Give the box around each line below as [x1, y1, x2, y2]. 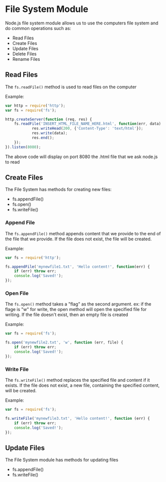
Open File [5, 290, 29, 297]
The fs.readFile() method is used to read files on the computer [5, 84, 137, 90]
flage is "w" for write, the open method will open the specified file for [5, 307, 147, 313]
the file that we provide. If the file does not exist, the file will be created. [5, 236, 152, 242]
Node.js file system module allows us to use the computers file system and [5, 20, 159, 26]
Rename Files [12, 56, 40, 62]
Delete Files [12, 51, 37, 57]
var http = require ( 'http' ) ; [5, 103, 66, 108]
